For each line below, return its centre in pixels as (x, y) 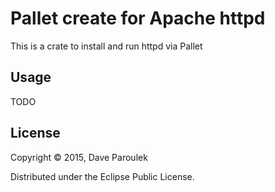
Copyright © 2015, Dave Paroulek (79, 157)
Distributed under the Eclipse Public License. (102, 176)
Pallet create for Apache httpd (138, 18)
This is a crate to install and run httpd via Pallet (106, 46)
